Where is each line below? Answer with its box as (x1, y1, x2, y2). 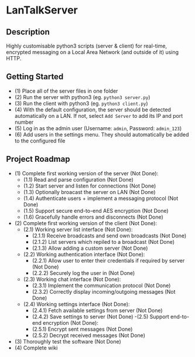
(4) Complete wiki (14, 344, 58, 351)
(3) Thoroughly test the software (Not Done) (14, 338, 121, 345)
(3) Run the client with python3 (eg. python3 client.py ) (14, 100, 148, 107)
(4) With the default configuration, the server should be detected (14, 106, 172, 113)
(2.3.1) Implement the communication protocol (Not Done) (32, 282, 171, 289)
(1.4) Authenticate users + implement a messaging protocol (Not (23, 195, 179, 202)
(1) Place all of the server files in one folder (14, 87, 118, 94)
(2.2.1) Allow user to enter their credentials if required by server (32, 257, 185, 264)
